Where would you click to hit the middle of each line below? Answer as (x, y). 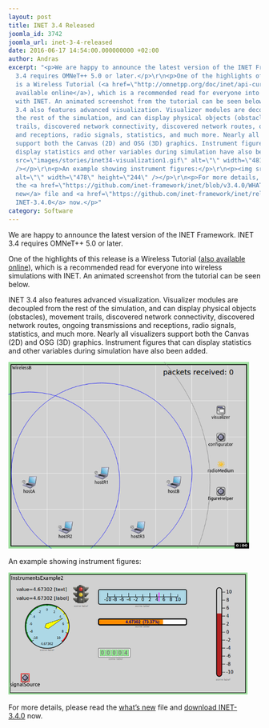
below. (19, 284)
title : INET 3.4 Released (51, 25)
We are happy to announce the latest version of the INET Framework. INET (131, 234)
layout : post (30, 17)
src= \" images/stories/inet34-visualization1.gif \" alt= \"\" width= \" (134, 160)
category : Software (41, 211)
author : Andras (34, 59)
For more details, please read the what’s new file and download (112, 707)
